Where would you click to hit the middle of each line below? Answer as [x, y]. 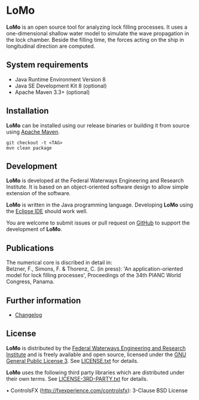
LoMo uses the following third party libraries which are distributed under [95, 372]
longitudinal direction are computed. [51, 46]
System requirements [47, 65]
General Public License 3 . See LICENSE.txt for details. [72, 360]
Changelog [28, 315]
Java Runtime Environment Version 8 [60, 79]
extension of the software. [39, 193]
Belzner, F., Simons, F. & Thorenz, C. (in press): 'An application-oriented [95, 269]
